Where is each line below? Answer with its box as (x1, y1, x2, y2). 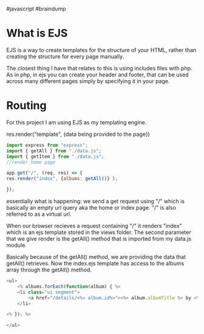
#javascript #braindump (6, 5, 66, 12)
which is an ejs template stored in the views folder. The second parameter (6, 229, 191, 236)
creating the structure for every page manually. (6, 53, 124, 60)
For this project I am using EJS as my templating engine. (6, 118, 147, 126)
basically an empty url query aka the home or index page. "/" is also (6, 204, 176, 211)
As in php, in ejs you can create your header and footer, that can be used (6, 71, 189, 78)
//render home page (6, 159, 56, 165)
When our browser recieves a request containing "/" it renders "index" (6, 222, 182, 229)
